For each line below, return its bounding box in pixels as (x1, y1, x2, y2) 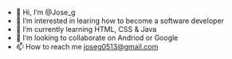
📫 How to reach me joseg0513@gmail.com (15, 42, 159, 51)
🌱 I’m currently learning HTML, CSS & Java (15, 25, 157, 33)
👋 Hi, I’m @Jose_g (15, 8, 76, 17)
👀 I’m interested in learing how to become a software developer (15, 16, 225, 26)
